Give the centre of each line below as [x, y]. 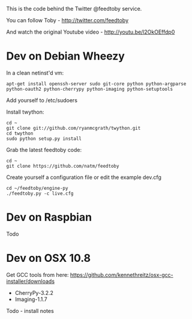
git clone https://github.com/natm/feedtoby [63, 166]
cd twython [20, 133]
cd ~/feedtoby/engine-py [37, 188]
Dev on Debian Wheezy [65, 56]
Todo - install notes [30, 311]
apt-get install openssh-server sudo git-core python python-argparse [96, 84]
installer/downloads [31, 281]
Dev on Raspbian [49, 217]
